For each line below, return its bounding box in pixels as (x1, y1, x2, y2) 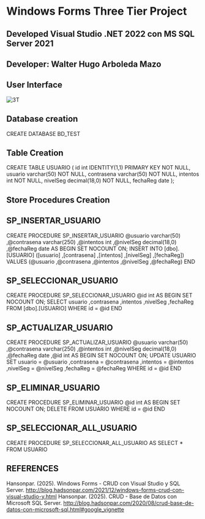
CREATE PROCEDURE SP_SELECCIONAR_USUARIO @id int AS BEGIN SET (6, 292, 193, 299)
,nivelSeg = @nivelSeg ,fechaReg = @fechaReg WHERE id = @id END (6, 365, 182, 372)
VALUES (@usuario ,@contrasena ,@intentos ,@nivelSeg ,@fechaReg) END (6, 258, 196, 265)
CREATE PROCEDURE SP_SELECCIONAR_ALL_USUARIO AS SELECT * (6, 439, 184, 446)
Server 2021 (6, 38, 54, 48)
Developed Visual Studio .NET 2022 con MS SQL (6, 29, 195, 39)
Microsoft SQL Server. (6, 499, 62, 506)
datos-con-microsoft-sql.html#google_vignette (6, 506, 124, 513)
